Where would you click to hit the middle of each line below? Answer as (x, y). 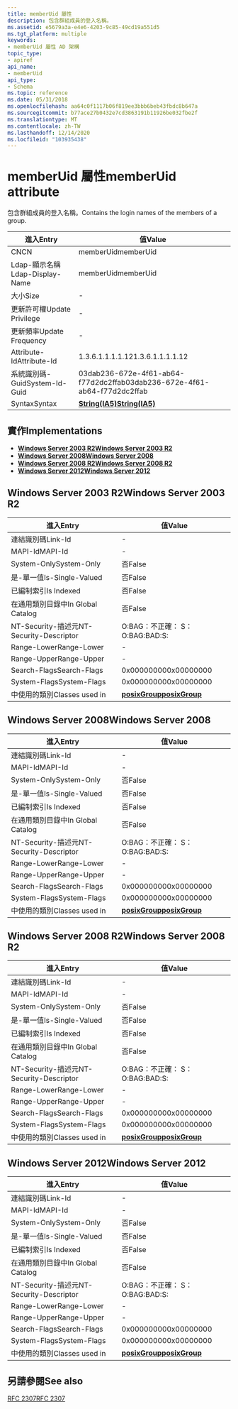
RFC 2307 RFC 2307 (36, 1398)
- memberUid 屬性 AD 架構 (44, 47)
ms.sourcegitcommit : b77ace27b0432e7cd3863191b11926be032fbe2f (103, 113)
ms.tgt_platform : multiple (47, 34)
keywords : (22, 40)
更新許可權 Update (41, 309)
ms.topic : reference (38, 93)
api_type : (22, 80)
